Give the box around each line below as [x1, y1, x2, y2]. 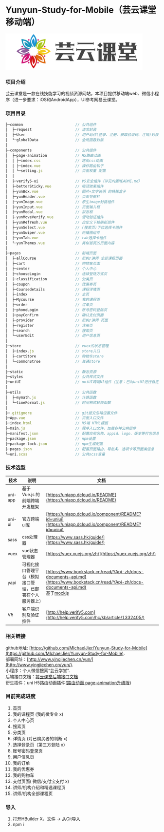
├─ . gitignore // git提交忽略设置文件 [5, 411, 118, 416]
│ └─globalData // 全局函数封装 [5, 138, 104, 143]
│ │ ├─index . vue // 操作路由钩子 [5, 163, 104, 168]
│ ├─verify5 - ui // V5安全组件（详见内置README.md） [5, 179, 143, 184]
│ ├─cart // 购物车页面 [5, 261, 100, 266]
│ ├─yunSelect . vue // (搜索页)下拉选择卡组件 [5, 225, 123, 230]
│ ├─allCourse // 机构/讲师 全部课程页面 [5, 256, 123, 261]
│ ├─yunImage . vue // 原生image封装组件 [5, 199, 115, 204]
